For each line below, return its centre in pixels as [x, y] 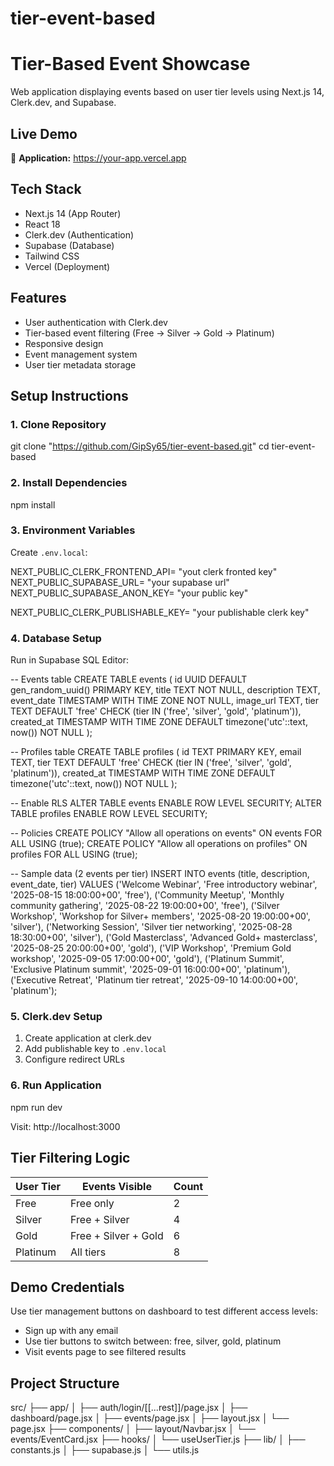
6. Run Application [56, 1085]
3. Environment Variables [73, 530]
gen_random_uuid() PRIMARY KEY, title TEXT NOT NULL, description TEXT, [165, 690]
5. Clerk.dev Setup [56, 1017]
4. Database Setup [56, 638]
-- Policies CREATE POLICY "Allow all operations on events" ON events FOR [166, 833]
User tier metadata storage [80, 364]
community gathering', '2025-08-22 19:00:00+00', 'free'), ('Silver [145, 906]
